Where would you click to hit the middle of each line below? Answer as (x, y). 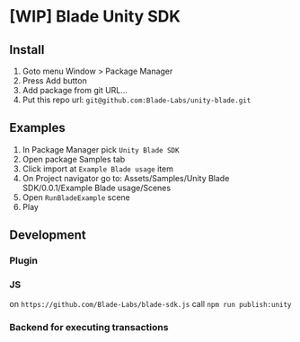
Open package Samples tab (74, 159)
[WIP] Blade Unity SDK (95, 17)
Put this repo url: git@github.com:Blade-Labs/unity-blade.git (137, 100)
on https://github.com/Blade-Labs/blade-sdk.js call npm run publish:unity (150, 304)
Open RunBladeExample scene (76, 197)
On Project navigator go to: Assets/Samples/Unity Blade (126, 178)
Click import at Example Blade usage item (97, 169)
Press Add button (54, 81)
